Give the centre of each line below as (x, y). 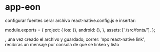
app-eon (23, 7)
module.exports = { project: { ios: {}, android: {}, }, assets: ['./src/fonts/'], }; (80, 30)
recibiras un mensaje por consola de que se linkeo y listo (62, 44)
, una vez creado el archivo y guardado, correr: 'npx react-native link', (75, 39)
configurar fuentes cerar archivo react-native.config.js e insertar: (70, 20)
